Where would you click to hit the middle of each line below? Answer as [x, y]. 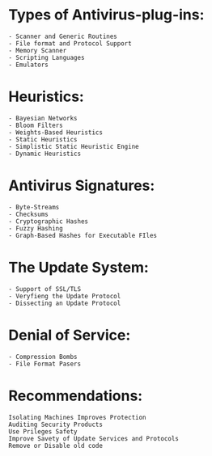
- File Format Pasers [45, 364]
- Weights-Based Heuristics [56, 132]
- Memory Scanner [38, 50]
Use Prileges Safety [43, 431]
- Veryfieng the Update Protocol [65, 296]
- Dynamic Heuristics [45, 154]
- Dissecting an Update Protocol [65, 303]
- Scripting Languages [47, 57]
